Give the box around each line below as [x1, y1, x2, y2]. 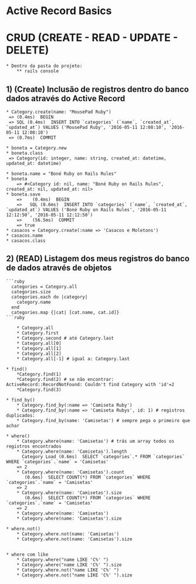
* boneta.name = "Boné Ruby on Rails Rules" [6, 171, 117, 177]
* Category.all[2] [16, 350, 62, 357]
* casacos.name [6, 233, 43, 238]
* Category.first [16, 330, 59, 336]
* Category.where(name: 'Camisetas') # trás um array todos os [16, 438, 175, 444]
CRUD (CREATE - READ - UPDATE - [6, 31, 178, 45]
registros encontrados [6, 443, 62, 449]
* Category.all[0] [16, 340, 62, 346]
